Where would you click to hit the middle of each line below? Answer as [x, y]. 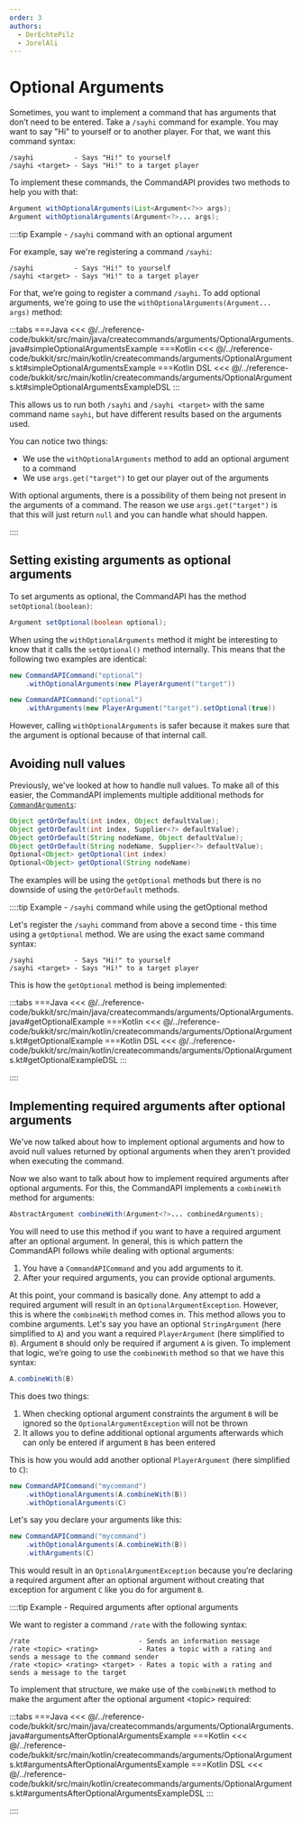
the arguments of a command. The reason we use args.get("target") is [143, 504]
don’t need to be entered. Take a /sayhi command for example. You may [144, 122]
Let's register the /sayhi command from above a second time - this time [143, 925]
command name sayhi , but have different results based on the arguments [146, 414]
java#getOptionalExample [57, 1022]
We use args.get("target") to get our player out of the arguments [146, 477]
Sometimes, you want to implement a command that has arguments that [143, 113]
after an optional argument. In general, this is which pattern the [126, 1241]
